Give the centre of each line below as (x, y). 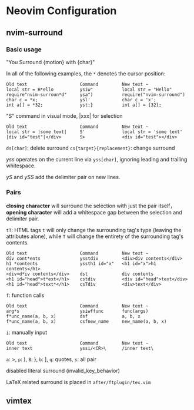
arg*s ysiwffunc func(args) (77, 311)
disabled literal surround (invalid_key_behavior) (63, 371)
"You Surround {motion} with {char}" (51, 62)
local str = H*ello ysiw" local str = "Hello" (89, 90)
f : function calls (25, 295)
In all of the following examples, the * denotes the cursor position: (86, 73)
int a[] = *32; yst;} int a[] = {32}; (84, 105)
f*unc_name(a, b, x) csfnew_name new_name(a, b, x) (86, 322)
